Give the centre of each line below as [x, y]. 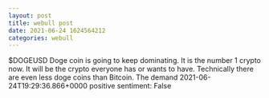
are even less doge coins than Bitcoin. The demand [93, 77]
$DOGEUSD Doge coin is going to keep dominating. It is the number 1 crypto [134, 61]
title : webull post [41, 23]
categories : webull [41, 38]
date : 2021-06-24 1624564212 [57, 30]
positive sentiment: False [130, 86]
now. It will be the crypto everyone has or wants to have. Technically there [131, 69]
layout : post [30, 16]
